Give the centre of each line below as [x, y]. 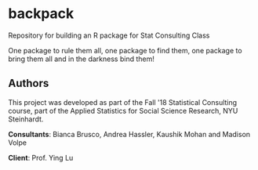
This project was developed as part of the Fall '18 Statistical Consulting [123, 102]
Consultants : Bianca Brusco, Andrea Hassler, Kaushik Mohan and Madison [129, 134]
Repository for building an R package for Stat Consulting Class [109, 35]
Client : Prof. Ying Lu [41, 157]
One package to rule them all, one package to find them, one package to [125, 50]
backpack [41, 14]
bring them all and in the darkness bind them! [81, 59]
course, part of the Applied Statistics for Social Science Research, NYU [123, 110]
